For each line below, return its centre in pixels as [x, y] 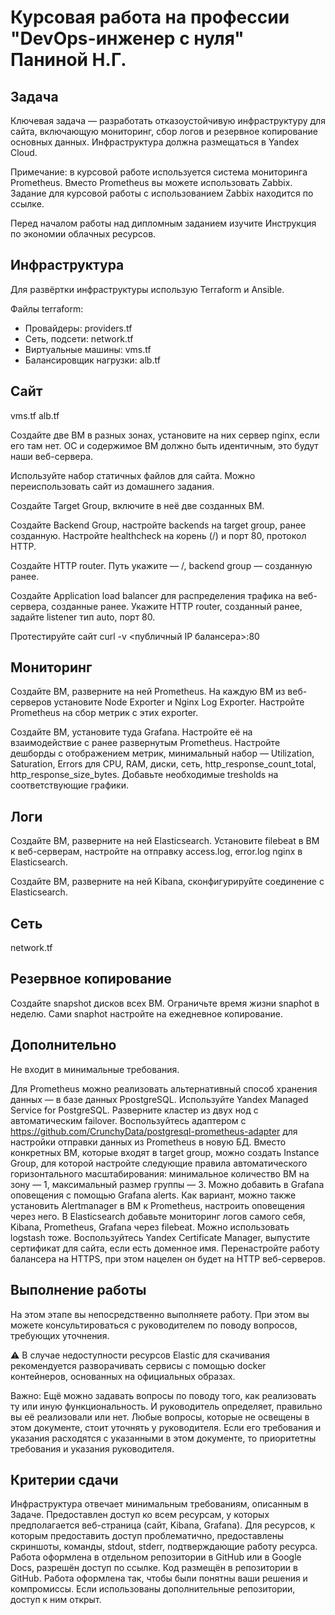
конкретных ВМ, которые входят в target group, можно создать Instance [165, 1152]
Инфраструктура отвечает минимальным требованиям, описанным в [159, 1504]
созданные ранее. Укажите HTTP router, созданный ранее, [177, 606]
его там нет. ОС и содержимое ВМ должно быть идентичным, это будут [164, 445]
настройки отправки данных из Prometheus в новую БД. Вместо [148, 1142]
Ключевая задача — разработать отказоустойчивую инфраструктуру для [168, 120]
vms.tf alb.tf [35, 415]
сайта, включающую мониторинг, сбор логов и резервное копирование [164, 131]
